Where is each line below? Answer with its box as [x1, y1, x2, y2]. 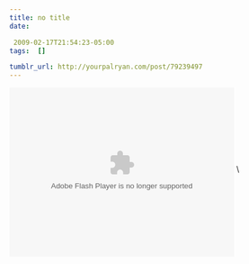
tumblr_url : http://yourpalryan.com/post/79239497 [9, 62, 203, 72]
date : [9, 22, 30, 31]
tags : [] [9, 46, 47, 55]
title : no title [9, 13, 70, 23]
